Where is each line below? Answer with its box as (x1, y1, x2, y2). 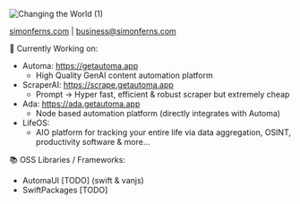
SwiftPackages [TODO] (21, 184, 108, 195)
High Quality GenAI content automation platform (35, 70, 213, 81)
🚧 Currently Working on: (9, 43, 99, 54)
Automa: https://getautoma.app (21, 61, 139, 71)
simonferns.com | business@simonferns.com (9, 26, 176, 36)
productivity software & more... (35, 137, 150, 147)
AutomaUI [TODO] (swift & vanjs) (21, 175, 145, 185)
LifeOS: (21, 117, 50, 128)
